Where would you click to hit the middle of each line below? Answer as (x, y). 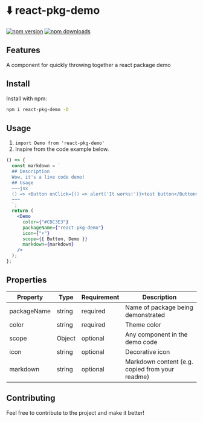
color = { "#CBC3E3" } (45, 222)
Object (66, 338)
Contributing (31, 398)
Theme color (143, 324)
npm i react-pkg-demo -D (37, 109)
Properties (27, 280)
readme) (137, 377)
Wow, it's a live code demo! (48, 177)
